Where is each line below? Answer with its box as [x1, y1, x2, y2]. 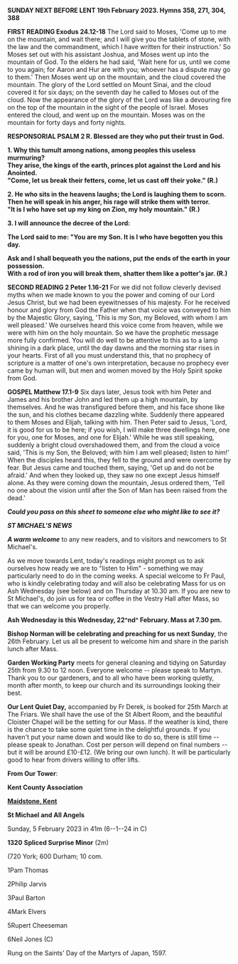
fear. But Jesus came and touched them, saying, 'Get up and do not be [7, 463, 215, 472]
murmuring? [7, 153, 45, 162]
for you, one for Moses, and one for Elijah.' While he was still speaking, [7, 433, 215, 441]
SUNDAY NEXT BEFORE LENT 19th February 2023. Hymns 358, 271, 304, [7, 6, 226, 14]
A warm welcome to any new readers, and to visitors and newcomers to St [7, 535, 227, 544]
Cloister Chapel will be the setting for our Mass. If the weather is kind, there [7, 717, 229, 726]
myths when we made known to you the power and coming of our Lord [7, 291, 215, 299]
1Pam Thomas [7, 866, 48, 874]
